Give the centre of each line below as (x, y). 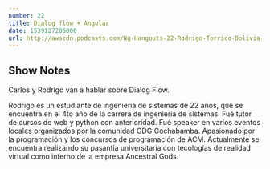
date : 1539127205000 (43, 30)
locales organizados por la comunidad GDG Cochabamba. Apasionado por (132, 131)
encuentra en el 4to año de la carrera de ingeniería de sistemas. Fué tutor (130, 114)
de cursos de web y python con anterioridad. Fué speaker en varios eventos (135, 123)
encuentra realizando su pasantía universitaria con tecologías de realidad (130, 148)
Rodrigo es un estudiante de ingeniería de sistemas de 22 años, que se (126, 106)
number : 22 (27, 16)
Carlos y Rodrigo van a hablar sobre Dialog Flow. (89, 90)
